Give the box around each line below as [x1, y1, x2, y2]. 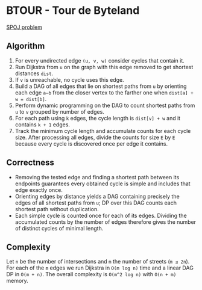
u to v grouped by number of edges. [14, 108, 104, 115]
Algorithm [6, 41, 45, 51]
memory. [6, 277, 28, 285]
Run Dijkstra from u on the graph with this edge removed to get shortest [14, 63, 194, 70]
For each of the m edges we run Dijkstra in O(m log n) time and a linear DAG [6, 264, 194, 271]
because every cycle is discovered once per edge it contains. [14, 140, 168, 147]
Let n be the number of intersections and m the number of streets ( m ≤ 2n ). [6, 258, 190, 265]
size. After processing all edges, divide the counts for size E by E [14, 134, 175, 141]
